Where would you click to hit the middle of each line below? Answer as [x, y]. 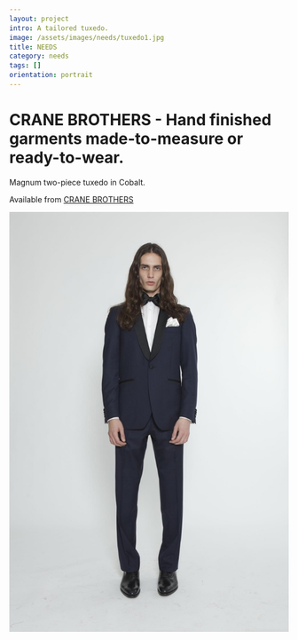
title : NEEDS [33, 47]
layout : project [39, 19]
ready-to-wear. [67, 158]
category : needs [39, 56]
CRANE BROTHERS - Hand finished [141, 120]
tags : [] [25, 66]
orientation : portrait [51, 75]
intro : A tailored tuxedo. [59, 28]
